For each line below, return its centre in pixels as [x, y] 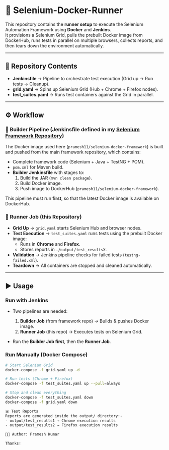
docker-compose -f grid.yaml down [41, 402]
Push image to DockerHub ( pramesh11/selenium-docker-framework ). [90, 189]
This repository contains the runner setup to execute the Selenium [74, 24]
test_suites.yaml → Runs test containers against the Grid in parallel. [83, 94]
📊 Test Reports [22, 411]
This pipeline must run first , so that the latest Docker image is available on [82, 198]
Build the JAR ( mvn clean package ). [56, 178]
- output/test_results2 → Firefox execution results [62, 425]
